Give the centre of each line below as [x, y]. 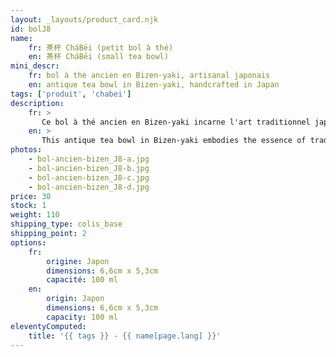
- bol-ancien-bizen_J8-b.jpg [89, 168]
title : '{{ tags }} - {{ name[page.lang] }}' [125, 336]
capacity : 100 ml [82, 317]
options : [28, 242]
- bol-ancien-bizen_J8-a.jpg [89, 159]
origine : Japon [78, 261]
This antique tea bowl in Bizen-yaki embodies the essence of [174, 141]
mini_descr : [35, 66]
